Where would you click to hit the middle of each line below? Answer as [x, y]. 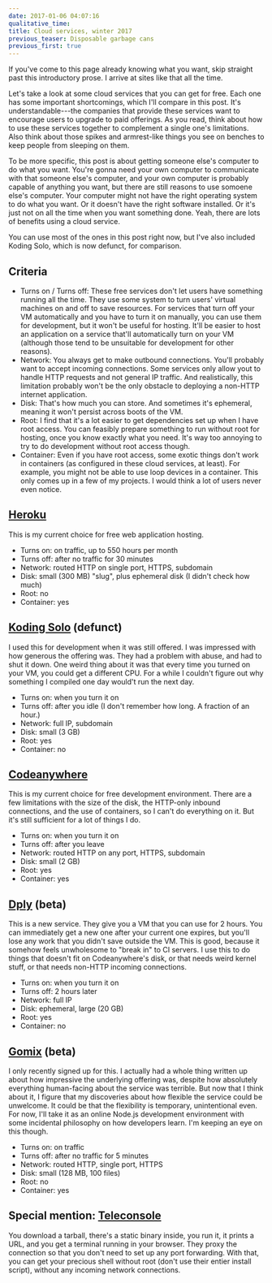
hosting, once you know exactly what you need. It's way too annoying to [141, 437]
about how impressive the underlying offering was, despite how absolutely [133, 1080]
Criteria [28, 272]
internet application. [54, 394]
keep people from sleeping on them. [69, 145]
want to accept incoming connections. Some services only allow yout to [140, 368]
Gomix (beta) [42, 1051]
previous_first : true [45, 46]
